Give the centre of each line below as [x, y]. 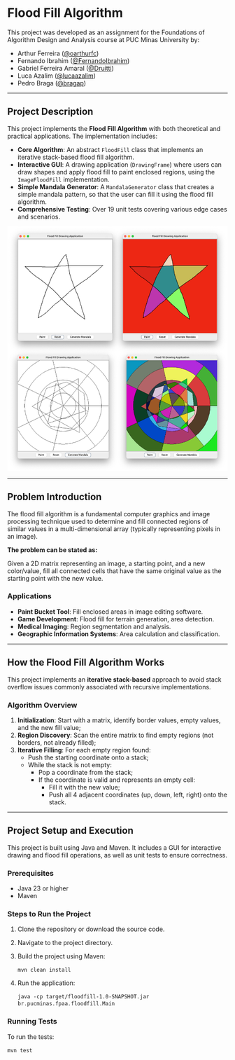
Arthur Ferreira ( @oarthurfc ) [58, 53]
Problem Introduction [55, 497]
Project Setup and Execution [71, 831]
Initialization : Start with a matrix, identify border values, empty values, [119, 720]
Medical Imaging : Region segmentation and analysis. [94, 626]
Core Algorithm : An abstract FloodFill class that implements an [110, 149]
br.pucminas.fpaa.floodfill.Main [66, 1004]
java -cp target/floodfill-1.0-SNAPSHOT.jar [83, 997]
